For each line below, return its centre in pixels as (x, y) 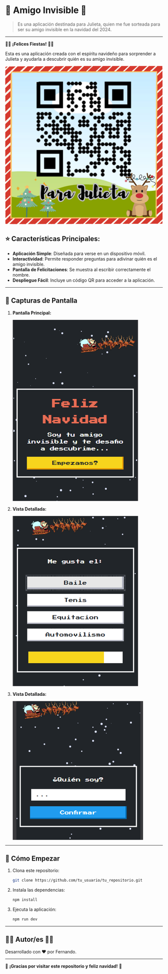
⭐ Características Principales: (52, 239)
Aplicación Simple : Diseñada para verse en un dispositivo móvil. (79, 254)
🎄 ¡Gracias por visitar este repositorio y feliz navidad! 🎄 (64, 966)
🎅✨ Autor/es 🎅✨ (29, 940)
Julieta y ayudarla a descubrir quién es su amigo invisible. (65, 59)
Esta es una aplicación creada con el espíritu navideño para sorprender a (80, 53)
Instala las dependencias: (38, 890)
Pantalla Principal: (32, 313)
